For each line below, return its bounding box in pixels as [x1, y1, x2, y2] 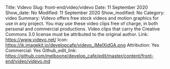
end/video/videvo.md [5, 58, 51, 64]
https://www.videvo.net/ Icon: [5, 37, 68, 43]
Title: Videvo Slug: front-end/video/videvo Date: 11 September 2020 [5, 5, 148, 10]
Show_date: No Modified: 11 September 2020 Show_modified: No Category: [5, 10, 165, 16]
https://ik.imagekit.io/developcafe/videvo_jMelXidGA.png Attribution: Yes [5, 42, 160, 48]
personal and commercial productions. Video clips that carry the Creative [5, 26, 160, 32]
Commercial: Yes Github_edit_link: [5, 48, 77, 53]
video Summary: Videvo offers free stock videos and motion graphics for [5, 15, 159, 21]
